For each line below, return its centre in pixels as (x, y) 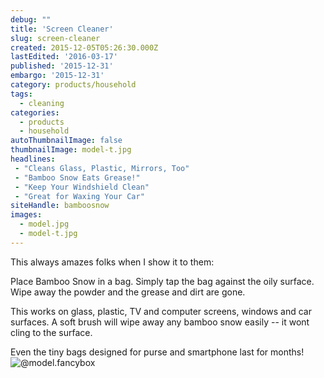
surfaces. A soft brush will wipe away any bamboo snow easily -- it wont (160, 322)
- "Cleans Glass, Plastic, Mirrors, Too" (102, 168)
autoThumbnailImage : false (66, 141)
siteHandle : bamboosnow (60, 206)
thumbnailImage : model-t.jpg (71, 150)
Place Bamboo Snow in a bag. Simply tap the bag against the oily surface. (162, 281)
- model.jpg (44, 224)
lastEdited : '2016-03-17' (64, 57)
